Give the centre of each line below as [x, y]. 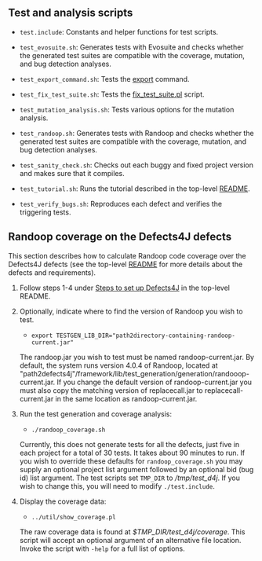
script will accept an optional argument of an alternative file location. [130, 540]
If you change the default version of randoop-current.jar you [155, 382]
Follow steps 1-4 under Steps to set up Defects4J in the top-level [124, 288]
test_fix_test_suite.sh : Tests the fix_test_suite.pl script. [112, 94]
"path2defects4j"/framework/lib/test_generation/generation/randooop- [134, 373]
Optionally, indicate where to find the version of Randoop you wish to [131, 311]
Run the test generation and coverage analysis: [96, 414]
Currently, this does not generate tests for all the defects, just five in [129, 444]
